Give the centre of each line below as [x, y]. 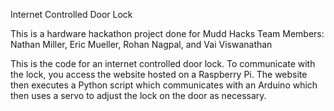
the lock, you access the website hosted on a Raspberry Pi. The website [159, 74]
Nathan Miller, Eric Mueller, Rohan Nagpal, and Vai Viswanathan [141, 44]
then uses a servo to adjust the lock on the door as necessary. [138, 95]
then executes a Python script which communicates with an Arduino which [164, 85]
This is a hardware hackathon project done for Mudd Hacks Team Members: [167, 33]
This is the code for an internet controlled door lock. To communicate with [163, 63]
